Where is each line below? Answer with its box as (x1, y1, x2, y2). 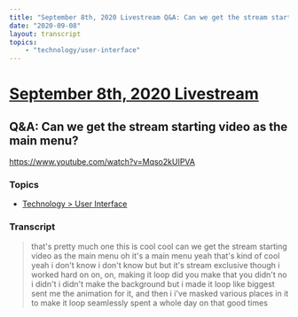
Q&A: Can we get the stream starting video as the (9, 119, 288, 134)
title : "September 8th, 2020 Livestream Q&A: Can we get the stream (9, 12, 268, 22)
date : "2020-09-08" (9, 21, 82, 30)
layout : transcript (9, 29, 82, 38)
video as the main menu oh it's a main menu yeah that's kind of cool (30, 250, 280, 261)
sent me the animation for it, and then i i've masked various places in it (30, 288, 289, 298)
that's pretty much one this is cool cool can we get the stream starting (30, 241, 287, 251)
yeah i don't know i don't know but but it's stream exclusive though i (30, 259, 280, 270)
